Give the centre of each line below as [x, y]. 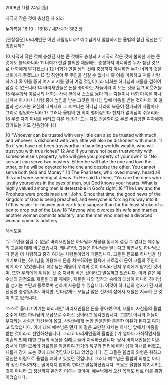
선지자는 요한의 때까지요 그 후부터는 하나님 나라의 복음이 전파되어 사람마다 [87, 106]
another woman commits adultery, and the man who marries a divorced [79, 215]
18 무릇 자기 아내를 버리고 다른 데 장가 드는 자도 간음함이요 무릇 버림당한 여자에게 [84, 119]
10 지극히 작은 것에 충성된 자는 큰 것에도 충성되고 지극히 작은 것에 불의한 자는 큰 [83, 56]
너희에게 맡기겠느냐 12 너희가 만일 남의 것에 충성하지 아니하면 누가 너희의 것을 [86, 69]
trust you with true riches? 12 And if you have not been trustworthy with [79, 151]
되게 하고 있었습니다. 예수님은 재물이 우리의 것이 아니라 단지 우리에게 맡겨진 [79, 266]
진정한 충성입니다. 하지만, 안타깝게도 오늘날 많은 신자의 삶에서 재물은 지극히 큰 [81, 292]
